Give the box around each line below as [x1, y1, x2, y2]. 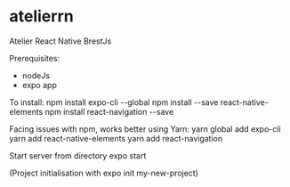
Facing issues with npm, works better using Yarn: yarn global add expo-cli [9, 123, 282, 134]
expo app [21, 79, 58, 90]
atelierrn [9, 6, 74, 27]
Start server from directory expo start [9, 150, 147, 161]
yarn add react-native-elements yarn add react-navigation [9, 133, 223, 143]
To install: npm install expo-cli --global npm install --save [9, 96, 219, 108]
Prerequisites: [9, 53, 60, 63]
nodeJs [21, 69, 51, 81]
